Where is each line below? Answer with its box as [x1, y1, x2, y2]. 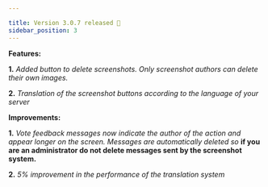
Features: [8, 48, 42, 58]
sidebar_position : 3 [8, 26, 78, 35]
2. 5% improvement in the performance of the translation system [8, 169, 225, 179]
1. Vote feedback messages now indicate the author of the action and [8, 128, 241, 138]
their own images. [8, 73, 69, 82]
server [8, 97, 30, 106]
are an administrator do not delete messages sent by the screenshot [8, 145, 242, 155]
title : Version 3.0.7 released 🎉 [8, 19, 121, 27]
